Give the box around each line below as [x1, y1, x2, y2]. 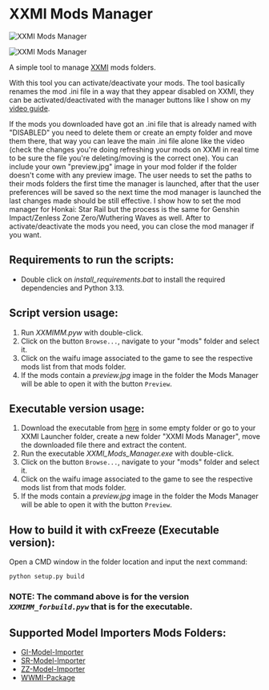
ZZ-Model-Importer [20, 664, 86, 674]
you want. [9, 229, 42, 239]
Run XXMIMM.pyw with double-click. [20, 327, 143, 337]
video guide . [9, 103, 50, 113]
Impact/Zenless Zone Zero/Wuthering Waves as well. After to [9, 213, 211, 222]
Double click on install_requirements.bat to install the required [20, 274, 226, 284]
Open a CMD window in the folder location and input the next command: [9, 557, 247, 566]
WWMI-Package [20, 672, 75, 682]
